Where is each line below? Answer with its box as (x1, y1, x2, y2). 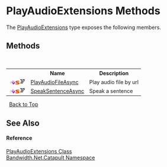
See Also (6, 118, 40, 128)
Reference (6, 134, 33, 142)
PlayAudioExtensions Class (6, 147, 72, 155)
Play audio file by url (89, 78, 139, 85)
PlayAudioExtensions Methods (6, 4, 161, 18)
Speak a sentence (89, 87, 133, 94)
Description (99, 70, 129, 77)
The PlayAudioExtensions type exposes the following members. (6, 24, 162, 31)
